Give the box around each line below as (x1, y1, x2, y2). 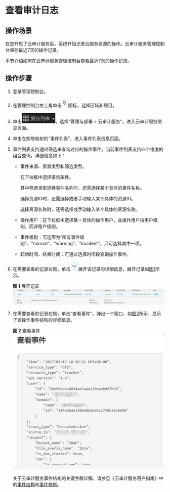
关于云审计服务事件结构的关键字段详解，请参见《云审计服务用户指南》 (12, 475, 159, 481)
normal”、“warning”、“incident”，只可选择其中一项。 (32, 240, 144, 246)
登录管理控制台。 (12, 88, 49, 94)
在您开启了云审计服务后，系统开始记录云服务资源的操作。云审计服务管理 (5, 41, 156, 47)
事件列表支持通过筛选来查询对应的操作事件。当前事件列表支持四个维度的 (12, 146, 163, 152)
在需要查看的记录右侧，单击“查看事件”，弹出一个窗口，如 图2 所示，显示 (12, 310, 161, 317)
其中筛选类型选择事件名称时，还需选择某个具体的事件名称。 (20, 185, 145, 191)
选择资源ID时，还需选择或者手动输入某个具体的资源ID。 (20, 195, 136, 201)
